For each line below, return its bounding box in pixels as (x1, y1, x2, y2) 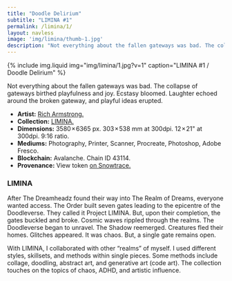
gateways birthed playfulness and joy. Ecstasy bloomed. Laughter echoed (7, 89, 217, 97)
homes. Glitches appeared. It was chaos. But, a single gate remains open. (7, 231, 216, 239)
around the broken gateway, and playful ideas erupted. (7, 97, 164, 104)
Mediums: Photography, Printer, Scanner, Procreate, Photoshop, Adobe (17, 139, 222, 147)
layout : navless (7, 29, 54, 37)
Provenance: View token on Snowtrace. (17, 162, 131, 169)
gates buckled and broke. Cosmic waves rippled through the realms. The (7, 216, 214, 224)
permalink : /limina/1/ (7, 23, 72, 30)
